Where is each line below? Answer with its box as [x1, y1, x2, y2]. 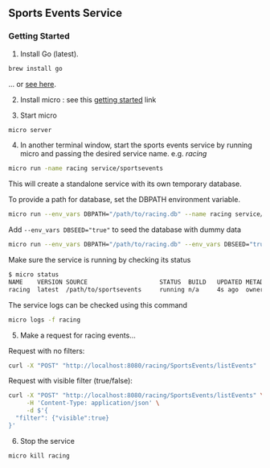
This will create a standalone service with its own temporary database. [8, 179, 243, 188]
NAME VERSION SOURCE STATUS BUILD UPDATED [8, 278, 243, 286]
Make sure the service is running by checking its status [8, 255, 191, 265]
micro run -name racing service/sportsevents [8, 164, 163, 172]
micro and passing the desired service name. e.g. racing [19, 149, 207, 159]
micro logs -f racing [8, 316, 81, 324]
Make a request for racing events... [19, 330, 137, 340]
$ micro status [8, 271, 59, 279]
